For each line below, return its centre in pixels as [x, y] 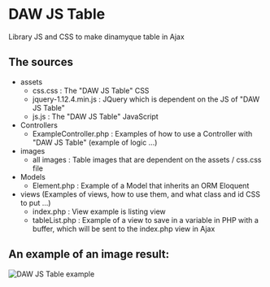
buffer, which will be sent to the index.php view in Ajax [124, 228]
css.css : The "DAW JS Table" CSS [91, 90]
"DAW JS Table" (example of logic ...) [95, 142]
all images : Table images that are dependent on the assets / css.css [147, 159]
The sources [41, 62]
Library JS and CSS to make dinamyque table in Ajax [96, 37]
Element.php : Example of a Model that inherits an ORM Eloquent [141, 185]
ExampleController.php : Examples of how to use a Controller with [142, 133]
